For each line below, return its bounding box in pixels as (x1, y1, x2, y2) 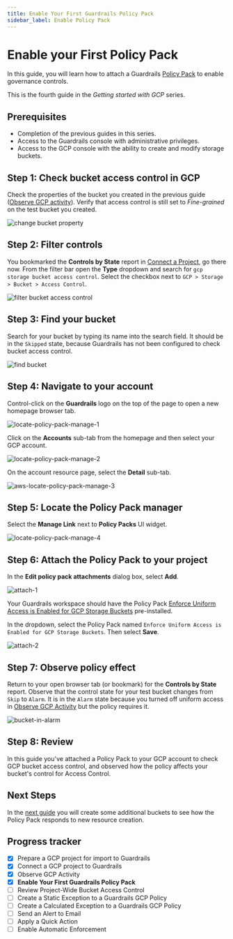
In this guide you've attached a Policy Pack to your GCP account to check (7, 754, 218, 763)
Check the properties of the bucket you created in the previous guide (7, 190, 206, 199)
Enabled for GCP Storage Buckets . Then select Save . (7, 628, 159, 636)
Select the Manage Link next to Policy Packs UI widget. (7, 520, 168, 529)
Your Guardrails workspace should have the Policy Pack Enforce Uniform (7, 599, 216, 608)
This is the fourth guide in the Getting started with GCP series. (7, 91, 186, 99)
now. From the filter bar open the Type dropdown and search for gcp (7, 264, 203, 273)
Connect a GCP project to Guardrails (17, 862, 122, 871)
